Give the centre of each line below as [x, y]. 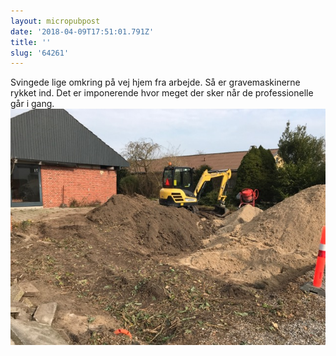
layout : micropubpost [55, 21]
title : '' [31, 42]
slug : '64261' [40, 53]
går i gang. [32, 104]
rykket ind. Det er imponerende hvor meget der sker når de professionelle [162, 93]
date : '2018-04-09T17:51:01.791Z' [82, 31]
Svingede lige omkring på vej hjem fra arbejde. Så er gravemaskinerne [155, 82]
